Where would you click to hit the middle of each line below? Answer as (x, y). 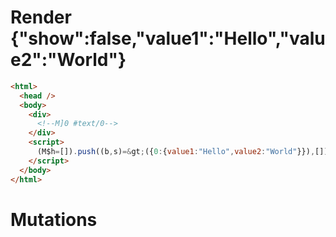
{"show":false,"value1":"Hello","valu (168, 38)
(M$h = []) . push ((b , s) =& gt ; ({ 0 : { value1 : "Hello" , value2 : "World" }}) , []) (182, 152)
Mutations (54, 219)
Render (41, 17)
